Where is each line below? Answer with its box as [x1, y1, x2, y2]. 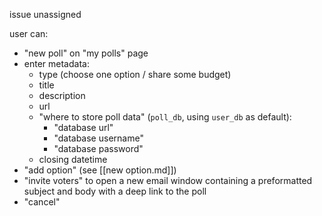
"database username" [53, 132, 144, 144]
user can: [9, 28, 49, 39]
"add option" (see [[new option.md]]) [23, 164, 177, 176]
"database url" [53, 122, 114, 133]
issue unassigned [9, 9, 82, 20]
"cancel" [23, 196, 61, 208]
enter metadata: [23, 58, 90, 69]
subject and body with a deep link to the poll [23, 185, 207, 197]
